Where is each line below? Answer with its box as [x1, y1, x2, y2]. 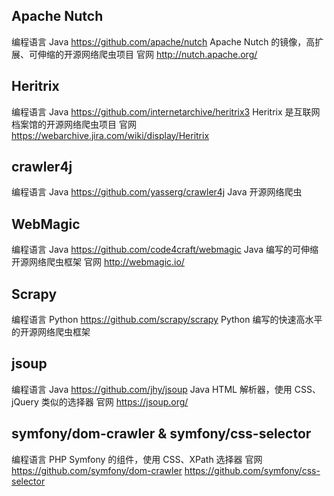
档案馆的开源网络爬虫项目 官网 [11, 118, 137, 130]
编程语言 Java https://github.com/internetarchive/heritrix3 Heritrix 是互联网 [11, 105, 321, 118]
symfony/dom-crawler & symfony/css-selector [11, 425, 312, 443]
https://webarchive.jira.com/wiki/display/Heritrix [11, 129, 210, 141]
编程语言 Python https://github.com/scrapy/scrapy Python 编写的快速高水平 [11, 314, 323, 326]
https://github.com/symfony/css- [184, 464, 321, 476]
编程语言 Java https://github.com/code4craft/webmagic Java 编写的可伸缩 [11, 244, 319, 256]
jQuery [11, 395, 39, 408]
